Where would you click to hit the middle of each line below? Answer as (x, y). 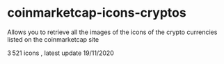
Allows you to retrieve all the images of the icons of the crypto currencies (112, 32)
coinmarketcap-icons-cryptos (97, 13)
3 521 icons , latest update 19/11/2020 (61, 53)
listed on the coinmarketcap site (53, 39)
